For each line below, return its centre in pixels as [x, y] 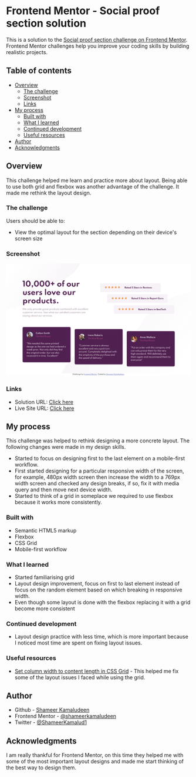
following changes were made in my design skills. [66, 447]
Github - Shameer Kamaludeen [52, 710]
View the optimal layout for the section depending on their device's [96, 232]
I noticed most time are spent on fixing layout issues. [78, 643]
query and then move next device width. [63, 490]
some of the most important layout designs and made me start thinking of [95, 762]
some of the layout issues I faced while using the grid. [80, 677]
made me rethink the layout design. [49, 193]
